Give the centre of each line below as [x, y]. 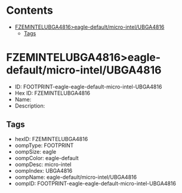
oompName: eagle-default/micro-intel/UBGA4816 [76, 177]
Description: [30, 106]
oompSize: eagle [36, 151]
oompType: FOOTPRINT [44, 145]
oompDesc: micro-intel [43, 164]
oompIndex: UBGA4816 [44, 170]
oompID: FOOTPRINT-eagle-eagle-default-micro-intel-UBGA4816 [95, 183]
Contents [30, 10]
